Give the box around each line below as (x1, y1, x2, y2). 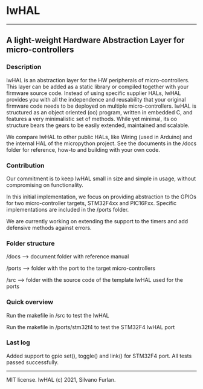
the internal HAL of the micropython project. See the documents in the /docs (6, 140, 197, 147)
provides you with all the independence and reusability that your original (6, 96, 186, 103)
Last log (6, 338, 30, 347)
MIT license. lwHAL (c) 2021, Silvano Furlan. (6, 376, 116, 383)
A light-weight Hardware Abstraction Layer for (6, 35, 185, 45)
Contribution (6, 161, 45, 169)
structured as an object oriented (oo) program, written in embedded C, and (6, 108, 193, 116)
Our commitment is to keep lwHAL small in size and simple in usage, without (6, 175, 196, 182)
